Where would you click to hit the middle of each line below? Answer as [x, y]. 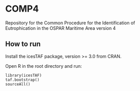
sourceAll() [18, 84]
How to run [23, 44]
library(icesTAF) [24, 75]
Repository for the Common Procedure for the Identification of [70, 23]
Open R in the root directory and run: [44, 66]
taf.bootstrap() [22, 80]
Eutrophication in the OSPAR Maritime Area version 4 [61, 28]
